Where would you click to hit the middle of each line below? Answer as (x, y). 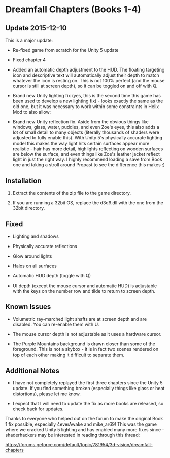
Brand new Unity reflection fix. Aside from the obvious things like (80, 122)
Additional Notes (32, 371)
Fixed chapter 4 (29, 60)
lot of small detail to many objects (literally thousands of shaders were (86, 132)
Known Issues (28, 307)
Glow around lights (32, 256)
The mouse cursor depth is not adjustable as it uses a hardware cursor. (87, 334)
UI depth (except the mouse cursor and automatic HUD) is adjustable (85, 286)
